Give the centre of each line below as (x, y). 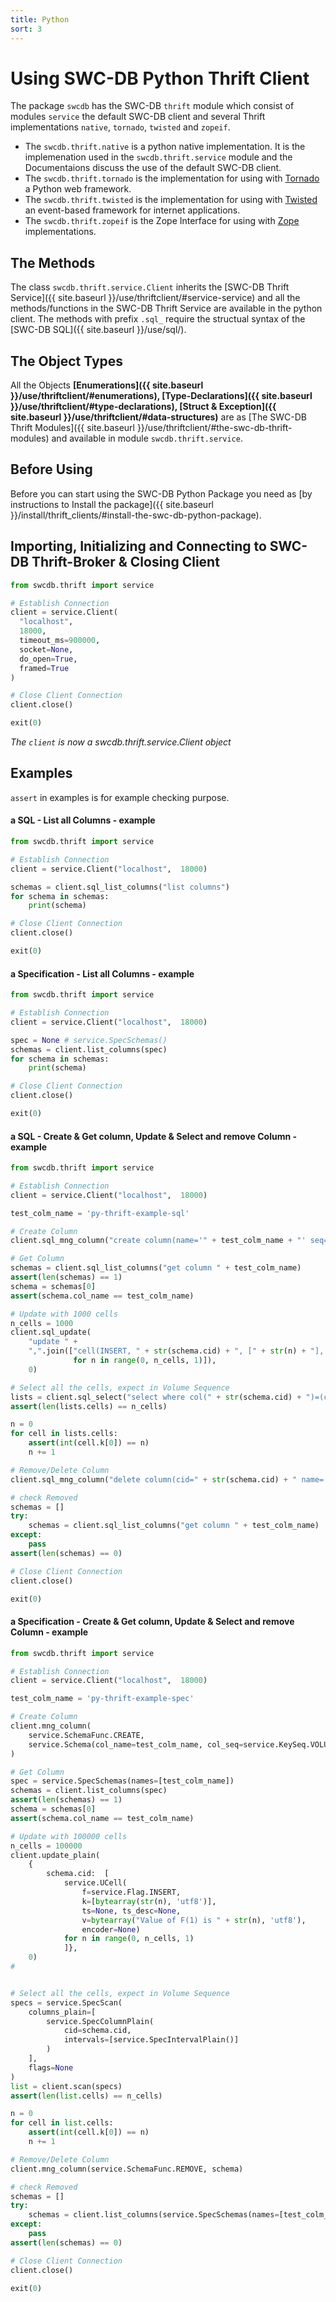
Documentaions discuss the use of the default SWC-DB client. (153, 168)
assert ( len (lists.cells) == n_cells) (89, 1406)
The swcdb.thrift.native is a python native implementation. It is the (165, 147)
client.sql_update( (51, 1332)
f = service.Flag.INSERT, (131, 1892)
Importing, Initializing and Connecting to (138, 546)
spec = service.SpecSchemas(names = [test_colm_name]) (122, 1781)
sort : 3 (26, 29)
